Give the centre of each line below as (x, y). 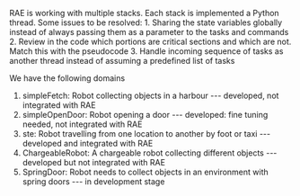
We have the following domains (67, 78)
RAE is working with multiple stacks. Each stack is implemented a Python (145, 13)
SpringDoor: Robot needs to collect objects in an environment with (146, 172)
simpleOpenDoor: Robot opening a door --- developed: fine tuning (145, 115)
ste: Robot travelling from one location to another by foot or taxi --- (146, 134)
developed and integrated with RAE (88, 143)
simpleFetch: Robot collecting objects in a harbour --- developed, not (150, 95)
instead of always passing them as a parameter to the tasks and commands (149, 32)
